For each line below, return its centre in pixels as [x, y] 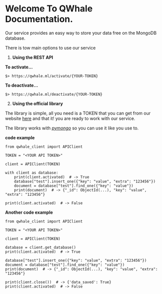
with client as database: [32, 173]
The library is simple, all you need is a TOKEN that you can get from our [78, 113]
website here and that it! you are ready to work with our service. [70, 118]
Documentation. [39, 19]
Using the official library [38, 103]
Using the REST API [33, 57]
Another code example [29, 212]
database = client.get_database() [41, 247]
